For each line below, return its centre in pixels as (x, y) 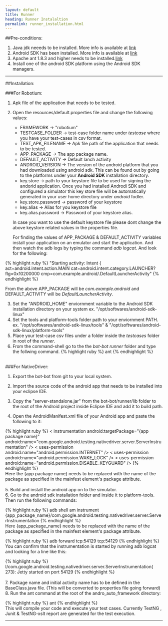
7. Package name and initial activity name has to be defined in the (72, 583)
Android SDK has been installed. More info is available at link (75, 53)
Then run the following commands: (41, 500)
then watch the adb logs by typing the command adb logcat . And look (84, 248)
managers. (23, 69)
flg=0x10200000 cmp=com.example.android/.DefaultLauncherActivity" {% (82, 274)
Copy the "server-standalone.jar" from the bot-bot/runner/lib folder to (84, 401)
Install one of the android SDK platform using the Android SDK (76, 64)
